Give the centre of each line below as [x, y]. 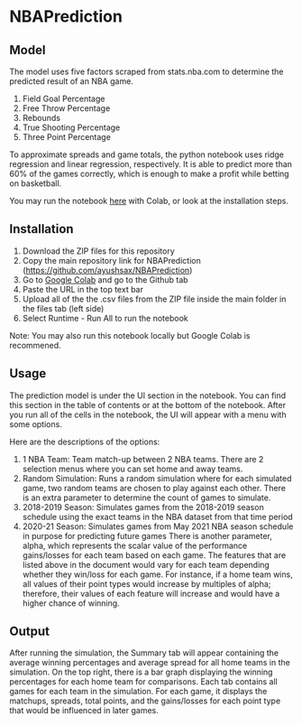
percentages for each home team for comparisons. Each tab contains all [143, 682]
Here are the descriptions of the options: [85, 442]
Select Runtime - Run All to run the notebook [105, 318]
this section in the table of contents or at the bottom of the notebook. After [148, 404]
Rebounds [41, 118]
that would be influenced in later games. [84, 711]
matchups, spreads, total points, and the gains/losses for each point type [145, 701]
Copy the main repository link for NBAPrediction [111, 260]
